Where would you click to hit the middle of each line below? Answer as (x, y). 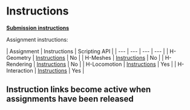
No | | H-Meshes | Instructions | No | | (117, 57)
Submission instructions (38, 28)
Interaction (20, 70)
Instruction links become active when (79, 90)
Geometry (19, 57)
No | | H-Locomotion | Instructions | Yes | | (123, 64)
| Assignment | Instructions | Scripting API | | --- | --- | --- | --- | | (87, 51)
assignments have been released (70, 99)
